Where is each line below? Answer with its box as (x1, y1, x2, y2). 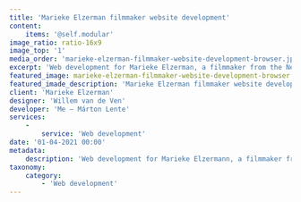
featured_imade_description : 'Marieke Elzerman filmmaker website (9, 80, 262, 88)
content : (9, 21, 42, 30)
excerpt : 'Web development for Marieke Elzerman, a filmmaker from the (9, 63, 282, 72)
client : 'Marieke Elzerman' (9, 88, 115, 97)
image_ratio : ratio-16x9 (9, 38, 102, 47)
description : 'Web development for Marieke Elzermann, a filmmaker (25, 154, 282, 164)
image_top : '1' (9, 46, 66, 55)
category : (25, 171, 63, 180)
